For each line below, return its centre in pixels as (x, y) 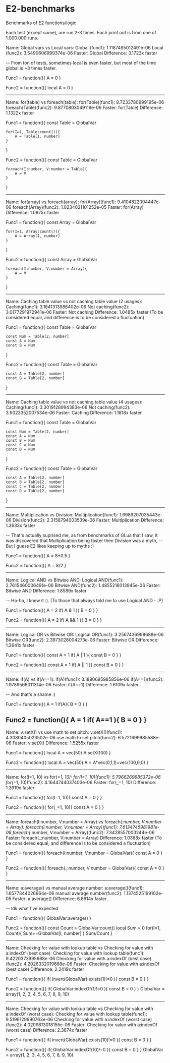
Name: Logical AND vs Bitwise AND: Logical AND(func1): (65, 580)
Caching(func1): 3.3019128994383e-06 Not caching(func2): (68, 407)
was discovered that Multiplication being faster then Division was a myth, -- (84, 541)
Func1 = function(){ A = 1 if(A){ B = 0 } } (47, 704)
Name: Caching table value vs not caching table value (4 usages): (74, 402)
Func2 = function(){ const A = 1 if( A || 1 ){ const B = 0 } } (65, 665)
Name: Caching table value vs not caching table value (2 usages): (74, 301)
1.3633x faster (21, 525)
